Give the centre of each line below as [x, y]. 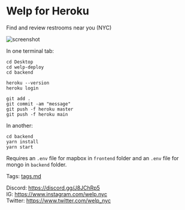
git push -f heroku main [37, 114]
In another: [19, 125]
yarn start [20, 147]
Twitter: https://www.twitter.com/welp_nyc [59, 200]
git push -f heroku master [40, 109]
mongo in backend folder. [37, 164]
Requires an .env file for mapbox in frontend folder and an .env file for [92, 158]
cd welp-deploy [25, 67]
